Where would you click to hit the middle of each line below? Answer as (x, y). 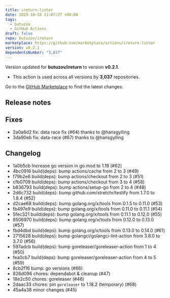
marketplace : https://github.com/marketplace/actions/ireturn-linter (80, 43)
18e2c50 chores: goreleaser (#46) (48, 279)
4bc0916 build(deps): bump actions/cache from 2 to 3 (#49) (76, 171)
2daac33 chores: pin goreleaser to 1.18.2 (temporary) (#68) (75, 284)
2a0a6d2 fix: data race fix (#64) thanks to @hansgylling (71, 132)
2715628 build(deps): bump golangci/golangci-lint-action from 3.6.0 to (86, 236)
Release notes (28, 102)
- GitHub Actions (28, 29)
